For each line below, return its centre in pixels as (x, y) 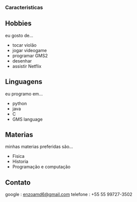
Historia (20, 162)
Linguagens (24, 82)
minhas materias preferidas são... (39, 147)
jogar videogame (29, 50)
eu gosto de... (19, 35)
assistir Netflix (27, 66)
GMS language (27, 119)
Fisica (18, 156)
